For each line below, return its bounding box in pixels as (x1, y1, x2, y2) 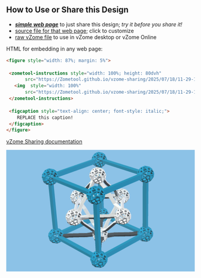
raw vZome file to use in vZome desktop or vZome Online (14, 33, 157, 41)
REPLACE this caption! (17, 114, 74, 121)
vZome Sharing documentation (6, 138, 83, 145)
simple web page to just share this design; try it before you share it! (14, 20, 182, 28)
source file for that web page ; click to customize (14, 27, 135, 34)
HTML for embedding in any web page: (6, 45, 103, 52)
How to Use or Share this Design (6, 5, 129, 15)
